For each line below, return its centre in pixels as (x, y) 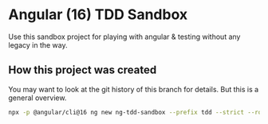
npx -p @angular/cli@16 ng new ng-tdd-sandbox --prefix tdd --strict (126, 112)
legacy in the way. (38, 45)
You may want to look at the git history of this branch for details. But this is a (134, 89)
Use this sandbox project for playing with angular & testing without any (124, 37)
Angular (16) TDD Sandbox (98, 15)
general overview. (37, 98)
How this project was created (83, 70)
